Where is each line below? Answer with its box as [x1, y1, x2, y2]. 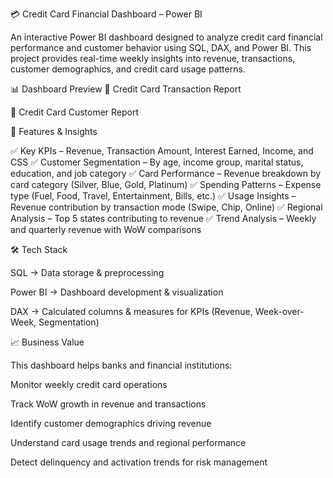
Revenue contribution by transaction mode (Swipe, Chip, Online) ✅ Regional [10, 201, 323, 213]
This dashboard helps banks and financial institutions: [10, 359, 233, 371]
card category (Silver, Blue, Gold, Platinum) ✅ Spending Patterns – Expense [10, 179, 322, 190]
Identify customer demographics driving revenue [10, 418, 212, 429]
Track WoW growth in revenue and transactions [10, 398, 207, 410]
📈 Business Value [10, 336, 85, 348]
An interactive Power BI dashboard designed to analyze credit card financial [10, 31, 323, 43]
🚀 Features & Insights [10, 126, 98, 137]
